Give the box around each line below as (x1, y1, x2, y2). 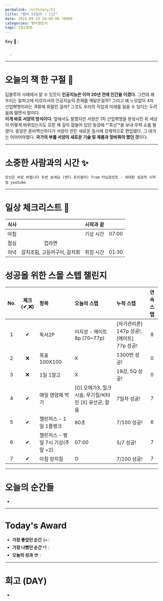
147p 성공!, (116, 327, 142, 334)
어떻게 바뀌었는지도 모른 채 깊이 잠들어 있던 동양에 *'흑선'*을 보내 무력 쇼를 (10, 122, 151, 128)
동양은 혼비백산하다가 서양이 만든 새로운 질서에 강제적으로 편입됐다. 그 (15, 128, 147, 134)
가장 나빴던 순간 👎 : (12, 544, 49, 550)
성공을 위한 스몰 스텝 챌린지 (5, 270, 107, 282)
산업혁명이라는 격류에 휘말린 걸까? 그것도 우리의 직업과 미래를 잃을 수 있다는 (5, 104, 148, 110)
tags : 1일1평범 (5, 25, 33, 30)
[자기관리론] (116, 320, 143, 327)
